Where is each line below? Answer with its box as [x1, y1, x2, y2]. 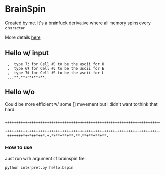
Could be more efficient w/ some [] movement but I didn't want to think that [5, 101, 158, 107]
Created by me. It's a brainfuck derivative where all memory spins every [5, 20, 151, 26]
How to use [5, 144, 33, 151]
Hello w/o [5, 88, 35, 96]
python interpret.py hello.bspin [5, 165, 74, 170]
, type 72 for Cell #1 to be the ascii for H [7, 61, 105, 67]
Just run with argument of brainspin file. [5, 155, 86, 161]
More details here [5, 34, 41, 40]
